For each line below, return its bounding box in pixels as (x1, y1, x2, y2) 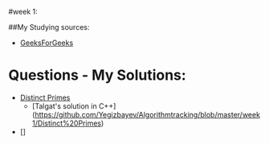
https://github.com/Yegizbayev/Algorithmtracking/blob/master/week (35, 109, 261, 119)
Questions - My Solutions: (8, 66, 186, 84)
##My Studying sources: (8, 23, 90, 31)
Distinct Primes (19, 93, 71, 102)
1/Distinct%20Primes (31, 118, 102, 128)
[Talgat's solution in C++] (31, 101, 116, 111)
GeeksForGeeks (19, 38, 74, 47)
